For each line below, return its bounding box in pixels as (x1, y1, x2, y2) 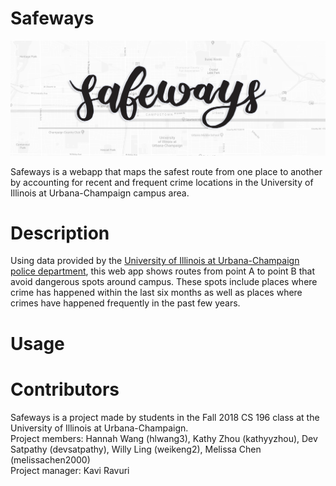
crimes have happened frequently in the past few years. (10, 297, 241, 309)
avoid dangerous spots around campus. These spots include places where (10, 276, 318, 288)
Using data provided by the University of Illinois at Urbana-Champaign (10, 255, 300, 267)
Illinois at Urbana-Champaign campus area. (10, 187, 190, 199)
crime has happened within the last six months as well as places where (10, 287, 303, 299)
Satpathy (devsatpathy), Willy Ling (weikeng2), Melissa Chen (10, 443, 262, 455)
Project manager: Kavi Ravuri (10, 464, 130, 476)
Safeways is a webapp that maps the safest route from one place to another (10, 165, 323, 177)
